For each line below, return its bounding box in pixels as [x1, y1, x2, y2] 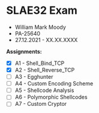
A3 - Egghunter [14, 73, 53, 81]
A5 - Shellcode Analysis [14, 87, 74, 94]
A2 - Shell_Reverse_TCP [14, 67, 75, 73]
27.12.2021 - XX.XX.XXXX [14, 36, 78, 43]
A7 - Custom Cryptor [14, 100, 67, 108]
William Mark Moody [14, 23, 66, 31]
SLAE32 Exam [6, 4, 78, 17]
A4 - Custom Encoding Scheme [14, 80, 94, 87]
